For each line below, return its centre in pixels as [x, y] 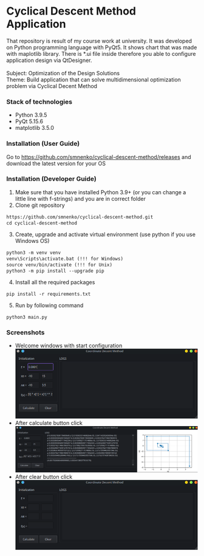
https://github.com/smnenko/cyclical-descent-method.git [80, 217]
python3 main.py [27, 317]
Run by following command [49, 305]
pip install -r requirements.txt [49, 294]
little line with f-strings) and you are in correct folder [80, 198]
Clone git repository [40, 205]
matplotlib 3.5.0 [35, 128]
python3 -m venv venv [34, 253]
